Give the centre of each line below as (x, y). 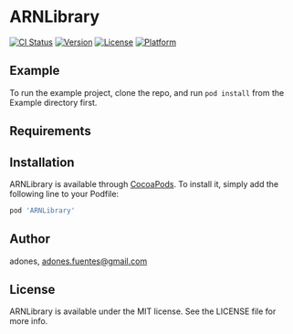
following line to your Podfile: (64, 193)
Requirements (50, 131)
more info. (29, 321)
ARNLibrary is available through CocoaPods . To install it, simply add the (144, 183)
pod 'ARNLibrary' (42, 210)
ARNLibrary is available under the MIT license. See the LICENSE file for (143, 311)
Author (30, 239)
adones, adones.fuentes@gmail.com (78, 261)
